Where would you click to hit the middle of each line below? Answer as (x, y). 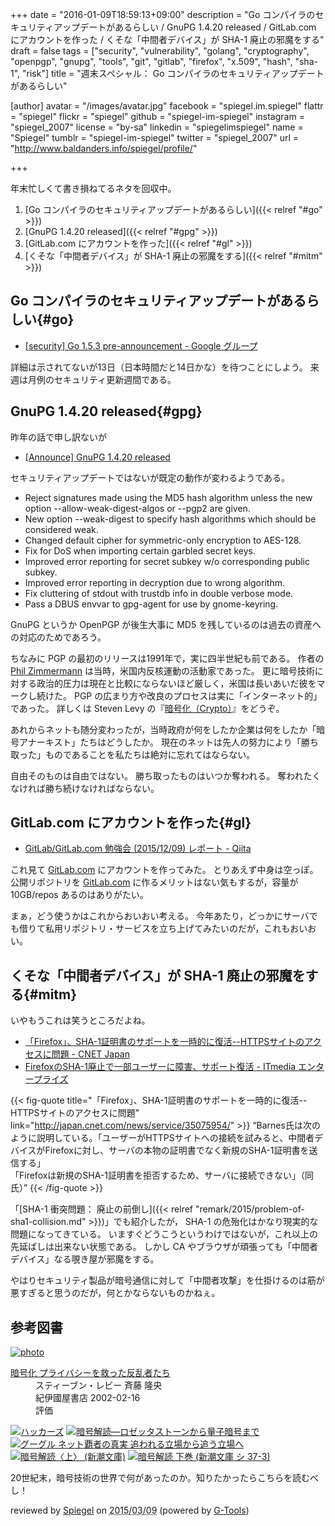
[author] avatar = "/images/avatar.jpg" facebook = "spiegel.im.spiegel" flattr (167, 106)
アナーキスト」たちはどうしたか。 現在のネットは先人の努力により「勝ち (168, 742)
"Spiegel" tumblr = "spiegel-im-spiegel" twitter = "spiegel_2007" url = (154, 137)
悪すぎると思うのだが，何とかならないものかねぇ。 (115, 1293)
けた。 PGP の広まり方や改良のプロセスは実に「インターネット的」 (183, 695)
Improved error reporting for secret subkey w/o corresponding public (167, 561)
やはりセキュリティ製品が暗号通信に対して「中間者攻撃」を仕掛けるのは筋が (167, 1280)
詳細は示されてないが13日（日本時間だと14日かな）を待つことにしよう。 (159, 367)
